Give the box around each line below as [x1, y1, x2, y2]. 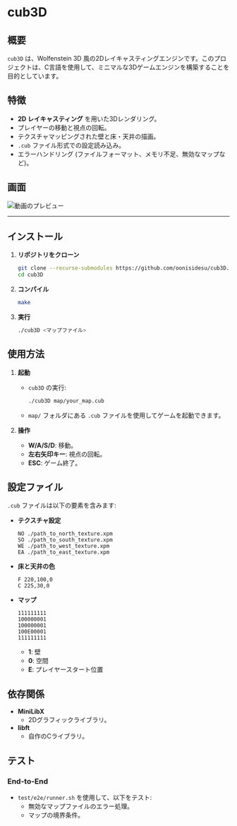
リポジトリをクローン [17, 251, 80, 259]
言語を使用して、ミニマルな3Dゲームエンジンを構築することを [49, 63, 230, 71]
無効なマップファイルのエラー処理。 [28, 802, 134, 810]
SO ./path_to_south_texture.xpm [17, 537, 113, 544]
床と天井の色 [17, 562, 55, 570]
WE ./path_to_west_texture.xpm [17, 543, 110, 550]
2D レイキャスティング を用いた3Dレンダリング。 [17, 114, 161, 123]
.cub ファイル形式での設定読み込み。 [17, 140, 126, 149]
